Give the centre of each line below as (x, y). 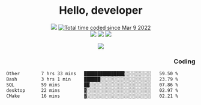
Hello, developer (101, 10)
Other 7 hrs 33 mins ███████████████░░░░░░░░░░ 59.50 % (92, 74)
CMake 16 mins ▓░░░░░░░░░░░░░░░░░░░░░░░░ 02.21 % (92, 96)
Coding (184, 61)
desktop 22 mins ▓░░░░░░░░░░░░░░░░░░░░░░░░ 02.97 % (92, 90)
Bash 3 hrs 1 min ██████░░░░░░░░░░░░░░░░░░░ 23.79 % (92, 79)
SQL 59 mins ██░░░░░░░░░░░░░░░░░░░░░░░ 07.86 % (92, 85)
